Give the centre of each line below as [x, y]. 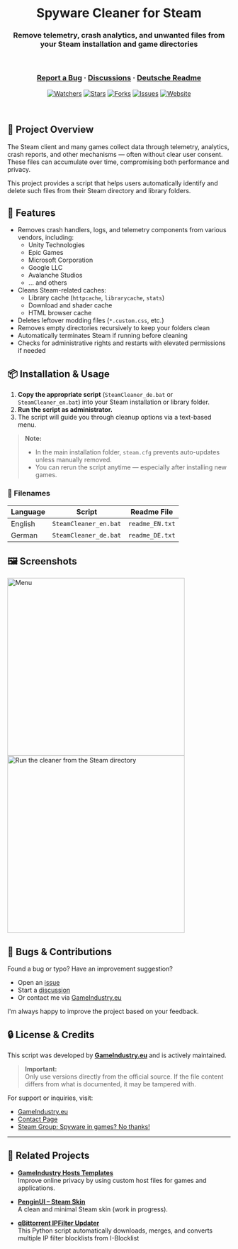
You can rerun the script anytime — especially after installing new [131, 467]
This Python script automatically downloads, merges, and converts [115, 1231]
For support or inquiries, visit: [50, 1098]
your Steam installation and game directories [119, 44]
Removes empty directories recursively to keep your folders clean [114, 328]
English [23, 523]
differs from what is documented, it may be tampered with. [110, 1084]
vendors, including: [46, 238]
